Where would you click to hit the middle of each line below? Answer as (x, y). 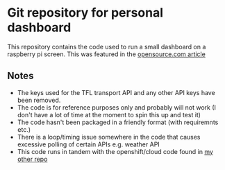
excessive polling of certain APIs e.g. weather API (88, 144)
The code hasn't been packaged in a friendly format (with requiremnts (118, 122)
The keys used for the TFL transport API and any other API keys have (116, 92)
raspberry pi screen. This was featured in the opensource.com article (107, 54)
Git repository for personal (85, 13)
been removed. (39, 100)
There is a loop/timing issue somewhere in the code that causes (109, 137)
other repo (32, 159)
